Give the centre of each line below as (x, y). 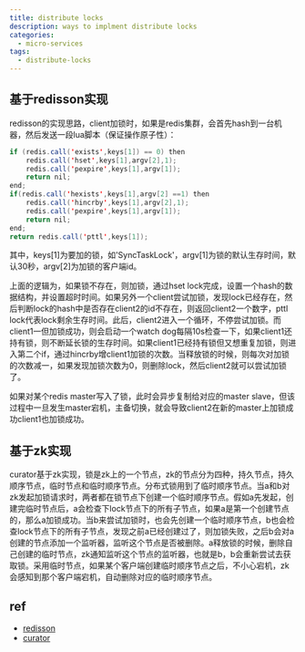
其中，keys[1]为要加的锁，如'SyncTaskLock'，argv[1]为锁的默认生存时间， (149, 255)
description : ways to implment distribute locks (103, 26)
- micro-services (51, 43)
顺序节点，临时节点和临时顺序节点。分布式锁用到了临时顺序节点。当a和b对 (150, 486)
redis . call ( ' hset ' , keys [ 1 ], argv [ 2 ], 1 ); (102, 160)
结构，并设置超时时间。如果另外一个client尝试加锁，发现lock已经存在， (151, 297)
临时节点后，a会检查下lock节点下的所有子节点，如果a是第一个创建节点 (157, 509)
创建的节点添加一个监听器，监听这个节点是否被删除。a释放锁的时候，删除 (147, 543)
